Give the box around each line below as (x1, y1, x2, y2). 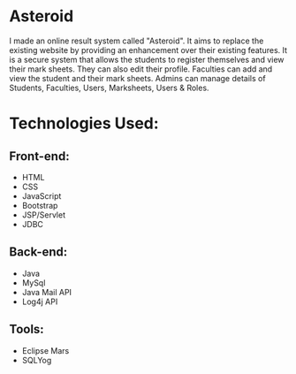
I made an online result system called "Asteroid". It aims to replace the (9, 35, 264, 46)
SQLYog (21, 355, 52, 365)
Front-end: (9, 149, 70, 164)
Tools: (9, 322, 44, 337)
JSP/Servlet (21, 210, 66, 220)
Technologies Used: (9, 113, 159, 134)
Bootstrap (21, 200, 58, 210)
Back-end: (9, 245, 68, 260)
